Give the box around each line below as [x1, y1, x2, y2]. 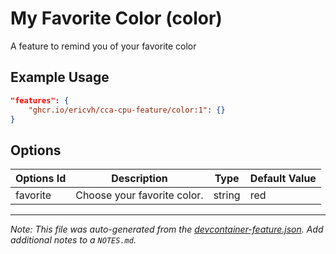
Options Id [15, 172, 67, 186]
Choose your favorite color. [75, 188, 204, 202]
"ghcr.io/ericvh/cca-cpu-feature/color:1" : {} [28, 105, 226, 115]
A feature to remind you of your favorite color [10, 40, 197, 52]
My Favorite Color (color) [10, 7, 223, 30]
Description [111, 172, 168, 186]
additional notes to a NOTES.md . [10, 234, 137, 246]
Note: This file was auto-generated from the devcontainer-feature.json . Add [10, 223, 324, 236]
